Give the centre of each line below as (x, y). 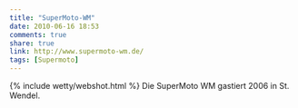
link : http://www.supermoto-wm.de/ (77, 52)
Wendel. (25, 95)
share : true (32, 43)
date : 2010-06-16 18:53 (55, 26)
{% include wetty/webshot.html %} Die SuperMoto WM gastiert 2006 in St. (149, 86)
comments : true (38, 34)
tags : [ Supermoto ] (44, 60)
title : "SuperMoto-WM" (52, 18)
